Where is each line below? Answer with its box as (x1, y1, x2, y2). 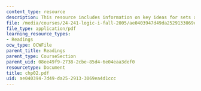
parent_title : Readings (6, 48, 66, 54)
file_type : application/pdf (6, 25, 77, 32)
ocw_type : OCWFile (6, 43, 52, 48)
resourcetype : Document (6, 64, 66, 71)
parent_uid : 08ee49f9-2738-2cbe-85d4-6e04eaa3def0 (6, 59, 135, 65)
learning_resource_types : (6, 31, 71, 37)
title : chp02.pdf (6, 70, 50, 76)
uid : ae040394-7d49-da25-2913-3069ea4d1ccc (6, 75, 117, 81)
